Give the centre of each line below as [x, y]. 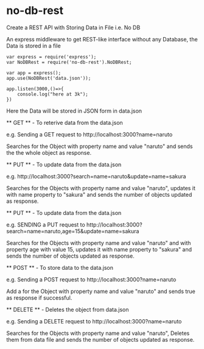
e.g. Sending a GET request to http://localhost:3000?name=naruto [90, 134]
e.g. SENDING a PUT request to [46, 224]
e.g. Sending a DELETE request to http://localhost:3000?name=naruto [94, 321]
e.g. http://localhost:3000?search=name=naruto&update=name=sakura [96, 176]
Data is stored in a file [33, 46]
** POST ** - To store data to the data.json [60, 267]
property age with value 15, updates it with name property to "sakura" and [99, 249]
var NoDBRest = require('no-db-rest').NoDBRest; [69, 62]
